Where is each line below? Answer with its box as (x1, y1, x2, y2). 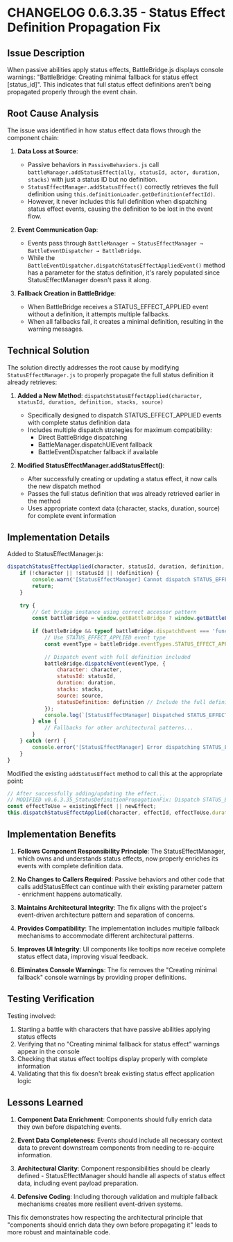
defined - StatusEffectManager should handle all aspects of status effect (17, 1171, 225, 1180)
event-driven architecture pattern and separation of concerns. (17, 911, 196, 919)
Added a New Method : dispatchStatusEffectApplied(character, (17, 391, 203, 399)
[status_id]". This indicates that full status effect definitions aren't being (7, 80, 212, 88)
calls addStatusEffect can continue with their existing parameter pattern (17, 882, 223, 890)
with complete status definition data (27, 418, 130, 426)
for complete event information (27, 511, 116, 519)
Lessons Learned (7, 1097, 83, 1109)
